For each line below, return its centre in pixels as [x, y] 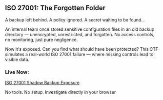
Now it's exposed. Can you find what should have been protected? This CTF [82, 49]
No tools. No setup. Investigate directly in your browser [61, 92]
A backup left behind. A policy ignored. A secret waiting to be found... [75, 20]
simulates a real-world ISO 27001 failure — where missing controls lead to [79, 54]
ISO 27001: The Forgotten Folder [55, 8]
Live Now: [17, 72]
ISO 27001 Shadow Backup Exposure [42, 83]
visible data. [17, 59]
